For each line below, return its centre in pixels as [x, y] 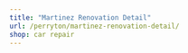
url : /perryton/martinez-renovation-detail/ [94, 26]
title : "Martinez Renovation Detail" [80, 18]
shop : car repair [42, 34]
